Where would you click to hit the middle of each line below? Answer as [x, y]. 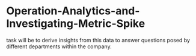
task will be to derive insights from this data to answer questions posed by [98, 40]
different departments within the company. [59, 46]
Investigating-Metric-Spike [76, 24]
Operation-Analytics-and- [73, 11]
